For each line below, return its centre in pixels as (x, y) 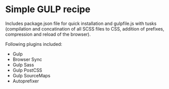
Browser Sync (27, 59)
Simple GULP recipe (48, 9)
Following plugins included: (34, 44)
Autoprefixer (26, 81)
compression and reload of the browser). (48, 34)
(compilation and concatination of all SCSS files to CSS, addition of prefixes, (85, 28)
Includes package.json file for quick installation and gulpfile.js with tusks (81, 23)
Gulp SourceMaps (31, 75)
